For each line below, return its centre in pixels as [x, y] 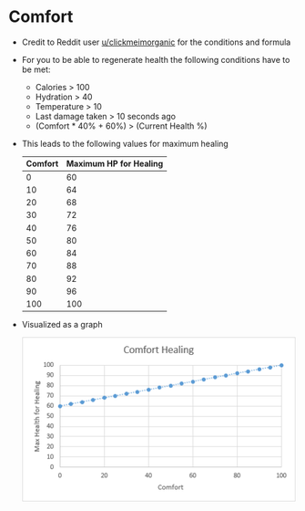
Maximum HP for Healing [115, 164]
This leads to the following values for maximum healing [125, 143]
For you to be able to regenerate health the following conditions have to [156, 59]
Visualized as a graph [62, 324]
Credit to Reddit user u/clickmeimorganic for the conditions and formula [156, 42]
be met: [36, 69]
